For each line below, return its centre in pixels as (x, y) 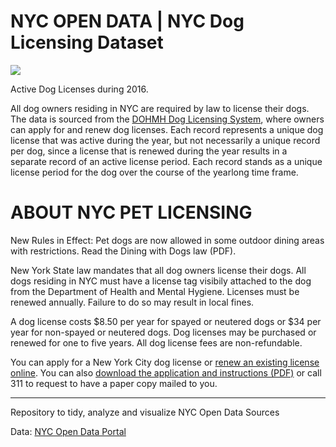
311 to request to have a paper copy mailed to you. (114, 383)
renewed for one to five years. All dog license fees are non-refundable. (156, 342)
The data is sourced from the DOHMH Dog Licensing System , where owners (167, 119)
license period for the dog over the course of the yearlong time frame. (154, 172)
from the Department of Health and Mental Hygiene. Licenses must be (155, 291)
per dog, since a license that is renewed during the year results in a (149, 151)
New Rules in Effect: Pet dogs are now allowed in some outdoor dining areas (167, 240)
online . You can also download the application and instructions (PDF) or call (166, 372)
